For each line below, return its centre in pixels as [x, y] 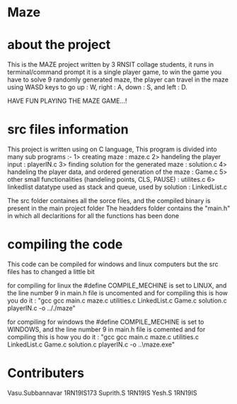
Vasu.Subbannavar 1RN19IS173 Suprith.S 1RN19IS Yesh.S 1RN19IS [102, 393]
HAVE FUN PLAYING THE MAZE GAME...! [67, 101]
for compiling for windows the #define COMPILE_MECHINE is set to [106, 322]
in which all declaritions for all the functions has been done [93, 216]
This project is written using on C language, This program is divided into [112, 149]
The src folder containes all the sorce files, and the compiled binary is [109, 201]
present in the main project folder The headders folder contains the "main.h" [119, 208]
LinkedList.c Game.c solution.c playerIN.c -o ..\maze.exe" [91, 344]
